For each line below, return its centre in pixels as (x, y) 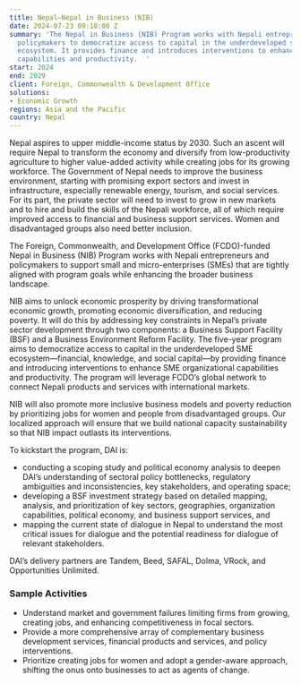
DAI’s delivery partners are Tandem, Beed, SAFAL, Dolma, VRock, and (138, 561)
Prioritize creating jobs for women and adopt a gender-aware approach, (155, 661)
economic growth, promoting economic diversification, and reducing (136, 311)
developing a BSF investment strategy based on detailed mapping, (145, 496)
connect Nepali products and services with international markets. (130, 387)
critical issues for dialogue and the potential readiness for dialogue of (150, 534)
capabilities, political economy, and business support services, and (146, 515)
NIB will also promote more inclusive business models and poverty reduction (150, 405)
